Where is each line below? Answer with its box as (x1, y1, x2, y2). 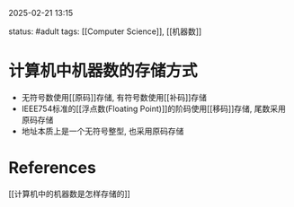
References (8, 158, 96, 178)
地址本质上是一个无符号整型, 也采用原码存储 (21, 125, 184, 136)
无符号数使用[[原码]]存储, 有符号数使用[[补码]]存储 (21, 91, 208, 102)
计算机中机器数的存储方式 (8, 61, 199, 82)
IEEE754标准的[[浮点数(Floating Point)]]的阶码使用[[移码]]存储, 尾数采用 (21, 103, 287, 114)
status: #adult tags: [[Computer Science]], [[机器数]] (8, 26, 202, 37)
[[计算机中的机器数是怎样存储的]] (8, 188, 131, 199)
